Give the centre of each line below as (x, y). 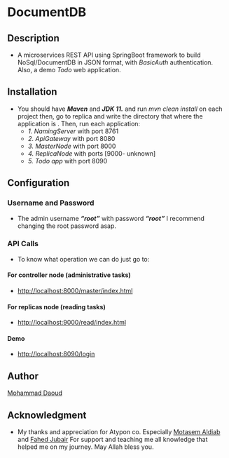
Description (33, 38)
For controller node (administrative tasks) (69, 275)
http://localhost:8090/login (56, 354)
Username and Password (51, 203)
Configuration (39, 183)
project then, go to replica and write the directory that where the (110, 116)
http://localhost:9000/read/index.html (72, 323)
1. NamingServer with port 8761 (73, 131)
